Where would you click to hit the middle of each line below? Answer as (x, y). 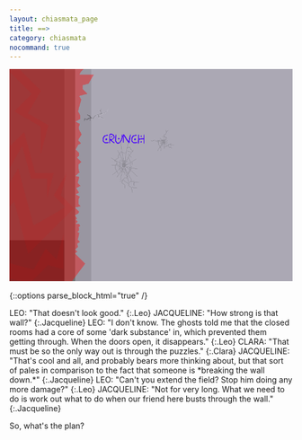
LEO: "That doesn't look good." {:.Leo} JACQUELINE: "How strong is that (144, 313)
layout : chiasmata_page (54, 19)
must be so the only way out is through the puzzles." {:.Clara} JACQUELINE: (150, 351)
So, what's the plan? (47, 426)
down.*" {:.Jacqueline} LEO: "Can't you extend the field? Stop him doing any (151, 380)
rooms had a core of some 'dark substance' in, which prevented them (138, 332)
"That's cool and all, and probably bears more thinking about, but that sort (147, 361)
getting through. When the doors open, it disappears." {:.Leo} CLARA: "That (149, 342)
